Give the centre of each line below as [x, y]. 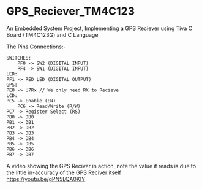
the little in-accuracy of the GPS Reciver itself [64, 172]
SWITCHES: [19, 58]
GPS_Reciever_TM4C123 [71, 11]
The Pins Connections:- [36, 47]
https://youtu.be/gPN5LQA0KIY [46, 179]
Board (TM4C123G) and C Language [52, 34]
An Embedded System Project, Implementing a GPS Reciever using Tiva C [99, 28]
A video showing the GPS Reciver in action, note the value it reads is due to [101, 166]
